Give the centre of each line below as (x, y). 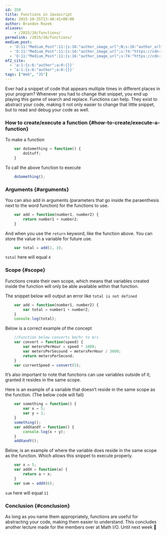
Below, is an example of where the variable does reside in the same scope (81, 450)
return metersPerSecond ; (49, 356)
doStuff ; (32, 154)
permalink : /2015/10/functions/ (39, 38)
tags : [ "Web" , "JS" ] (27, 75)
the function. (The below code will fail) (44, 395)
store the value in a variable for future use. (49, 239)
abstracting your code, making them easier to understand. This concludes (81, 522)
